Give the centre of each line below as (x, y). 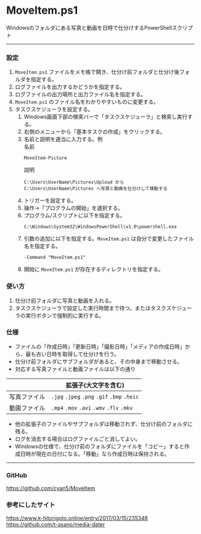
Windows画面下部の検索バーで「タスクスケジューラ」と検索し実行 (106, 117)
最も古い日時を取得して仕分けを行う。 (72, 354)
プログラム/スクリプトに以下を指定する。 (74, 215)
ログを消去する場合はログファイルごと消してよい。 (78, 439)
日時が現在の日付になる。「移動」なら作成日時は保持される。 (95, 454)
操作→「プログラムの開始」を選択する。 (74, 208)
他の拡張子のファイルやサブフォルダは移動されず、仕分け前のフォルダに (104, 424)
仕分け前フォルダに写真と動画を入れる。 (65, 300)
